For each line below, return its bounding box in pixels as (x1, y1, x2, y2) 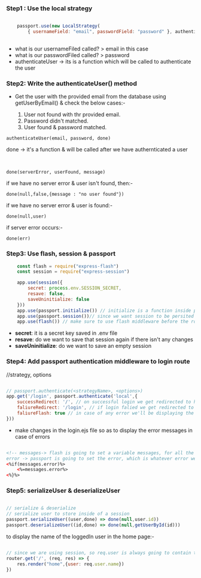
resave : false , (28, 291, 66, 297)
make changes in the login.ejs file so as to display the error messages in (14, 427, 193, 434)
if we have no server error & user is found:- (6, 202, 112, 209)
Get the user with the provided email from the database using (14, 93, 166, 100)
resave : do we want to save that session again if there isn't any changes (14, 336, 193, 343)
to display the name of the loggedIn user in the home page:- (6, 533, 154, 540)
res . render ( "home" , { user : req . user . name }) (17, 561, 124, 567)
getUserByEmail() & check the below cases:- (14, 99, 126, 106)
